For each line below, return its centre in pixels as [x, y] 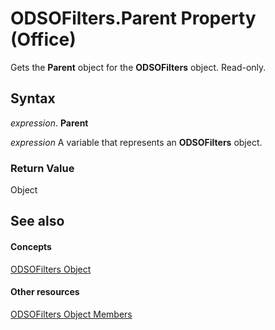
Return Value [42, 168]
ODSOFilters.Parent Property [133, 18]
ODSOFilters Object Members [71, 314]
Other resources [45, 292]
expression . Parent [49, 123]
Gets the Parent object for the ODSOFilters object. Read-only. [138, 67]
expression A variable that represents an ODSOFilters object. [136, 142]
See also [37, 221]
